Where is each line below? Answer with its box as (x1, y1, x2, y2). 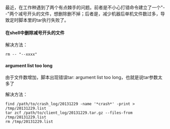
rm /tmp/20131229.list (5, 119, 53, 124)
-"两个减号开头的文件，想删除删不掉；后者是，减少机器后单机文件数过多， (5, 11, 161, 17)
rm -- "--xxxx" (5, 52, 38, 57)
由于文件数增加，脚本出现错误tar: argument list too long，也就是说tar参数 (5, 74, 158, 80)
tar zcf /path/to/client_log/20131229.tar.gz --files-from (5, 110, 133, 115)
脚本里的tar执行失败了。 (18, 17, 69, 23)
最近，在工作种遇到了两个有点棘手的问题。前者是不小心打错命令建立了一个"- (5, 5, 165, 10)
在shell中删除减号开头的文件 (5, 29, 65, 35)
